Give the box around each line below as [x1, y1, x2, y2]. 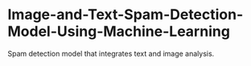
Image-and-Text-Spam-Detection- [7, 6, 244, 24]
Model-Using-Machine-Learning [7, 22, 231, 41]
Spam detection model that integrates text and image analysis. [7, 49, 215, 58]
